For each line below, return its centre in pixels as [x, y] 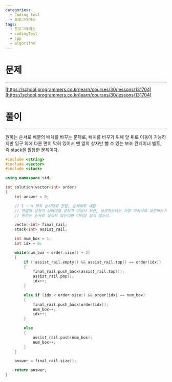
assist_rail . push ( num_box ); [63, 338]
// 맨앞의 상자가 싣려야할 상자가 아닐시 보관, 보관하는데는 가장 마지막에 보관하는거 [91, 211]
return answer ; [31, 370]
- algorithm [23, 43]
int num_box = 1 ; [33, 239]
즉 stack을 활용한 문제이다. [32, 150]
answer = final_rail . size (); [46, 361]
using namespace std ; [28, 178]
